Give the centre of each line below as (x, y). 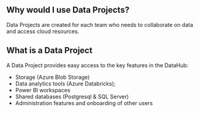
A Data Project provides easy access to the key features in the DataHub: (97, 65)
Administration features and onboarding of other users (84, 103)
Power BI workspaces (43, 90)
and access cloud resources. (43, 31)
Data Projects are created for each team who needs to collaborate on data (100, 24)
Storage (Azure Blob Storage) (52, 77)
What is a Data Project (50, 50)
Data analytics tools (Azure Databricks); (66, 83)
